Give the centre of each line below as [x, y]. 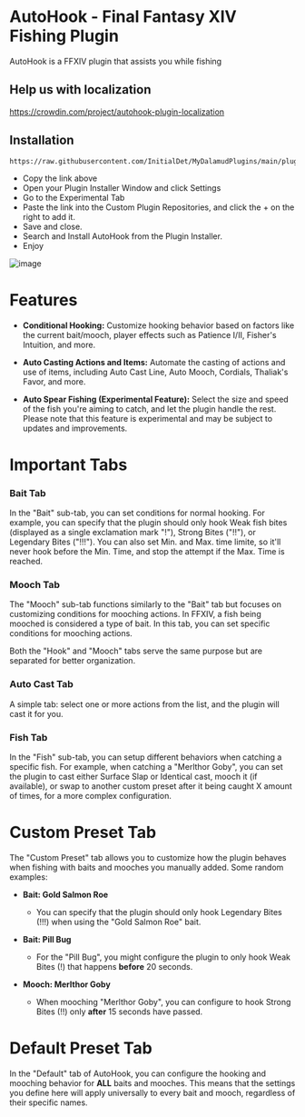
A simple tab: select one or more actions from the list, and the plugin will [144, 704]
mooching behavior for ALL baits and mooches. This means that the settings [152, 1082]
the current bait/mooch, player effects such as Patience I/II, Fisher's [149, 334]
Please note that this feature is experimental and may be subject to [148, 418]
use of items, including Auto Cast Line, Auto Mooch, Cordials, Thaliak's [155, 372]
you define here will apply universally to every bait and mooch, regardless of [152, 1092]
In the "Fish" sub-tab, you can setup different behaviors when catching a [146, 757]
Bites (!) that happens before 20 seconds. [114, 966]
